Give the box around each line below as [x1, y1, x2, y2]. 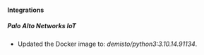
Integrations [7, 6, 44, 14]
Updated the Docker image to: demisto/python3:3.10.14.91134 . [17, 39, 198, 48]
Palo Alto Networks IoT [7, 22, 76, 30]
